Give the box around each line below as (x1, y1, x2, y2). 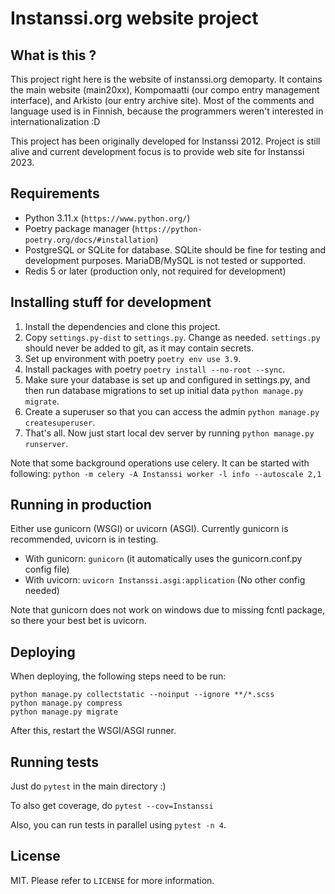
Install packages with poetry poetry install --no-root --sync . (24, 363, 286, 375)
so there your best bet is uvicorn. (10, 615, 147, 627)
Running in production (10, 497, 152, 514)
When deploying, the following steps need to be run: (10, 670, 227, 682)
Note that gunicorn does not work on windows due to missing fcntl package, (10, 604, 326, 616)
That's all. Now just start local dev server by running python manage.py (24, 427, 315, 439)
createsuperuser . (24, 416, 96, 428)
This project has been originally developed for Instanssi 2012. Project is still (10, 135, 321, 147)
